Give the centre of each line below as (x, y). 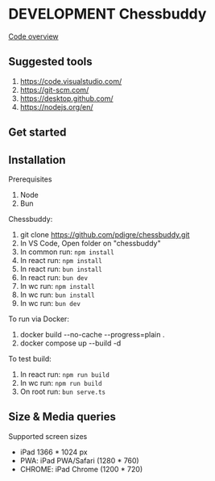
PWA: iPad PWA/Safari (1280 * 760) (79, 460)
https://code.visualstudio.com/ (71, 81)
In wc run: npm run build (61, 383)
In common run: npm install (67, 252)
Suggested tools (50, 62)
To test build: (30, 358)
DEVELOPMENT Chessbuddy (107, 14)
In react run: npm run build (65, 374)
